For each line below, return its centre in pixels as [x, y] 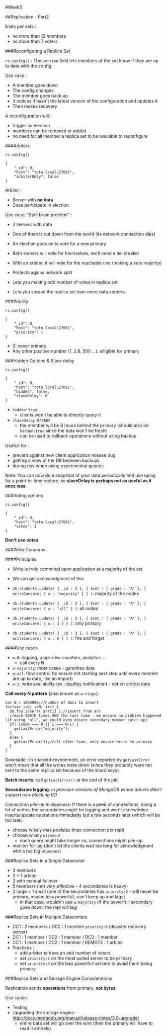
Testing [20, 1007]
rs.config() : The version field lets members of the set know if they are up [82, 61]
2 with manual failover [35, 881]
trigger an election [31, 126]
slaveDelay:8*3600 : [32, 420]
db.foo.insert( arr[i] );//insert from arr [55, 711]
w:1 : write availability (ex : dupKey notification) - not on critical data [81, 684]
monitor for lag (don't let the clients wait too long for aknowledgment [83, 846]
